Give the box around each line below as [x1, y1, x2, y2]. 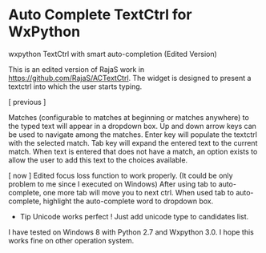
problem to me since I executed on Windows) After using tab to [8, 179, 217, 189]
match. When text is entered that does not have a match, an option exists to [8, 147, 258, 156]
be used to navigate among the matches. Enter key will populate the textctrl [8, 130, 258, 139]
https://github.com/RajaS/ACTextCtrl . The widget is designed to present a [8, 73, 252, 82]
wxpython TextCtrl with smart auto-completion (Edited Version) [8, 49, 218, 58]
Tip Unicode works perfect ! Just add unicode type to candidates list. [19, 211, 249, 221]
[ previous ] [8, 97, 46, 106]
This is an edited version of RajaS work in [8, 64, 145, 74]
